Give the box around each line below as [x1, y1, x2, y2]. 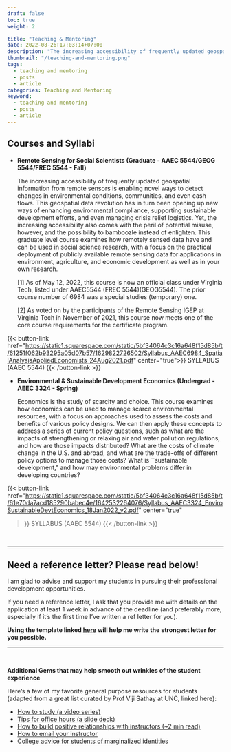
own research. [16, 265, 58, 273]
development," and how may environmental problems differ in [16, 463, 192, 471]
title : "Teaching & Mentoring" [7, 35, 97, 42]
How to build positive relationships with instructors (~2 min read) [16, 722, 201, 731]
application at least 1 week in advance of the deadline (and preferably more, [7, 605, 222, 613]
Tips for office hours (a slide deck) [16, 715, 115, 724]
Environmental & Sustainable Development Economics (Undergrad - [16, 376, 215, 385]
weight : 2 [7, 23, 36, 30]
